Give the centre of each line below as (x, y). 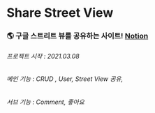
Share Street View (60, 13)
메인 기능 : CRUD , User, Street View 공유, (65, 79)
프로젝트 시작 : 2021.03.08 (43, 56)
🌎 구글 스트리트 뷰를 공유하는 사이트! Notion (77, 36)
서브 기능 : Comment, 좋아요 (46, 102)
